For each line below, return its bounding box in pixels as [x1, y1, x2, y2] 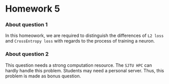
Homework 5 [5, 3, 60, 15]
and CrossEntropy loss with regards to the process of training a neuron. [5, 38, 155, 44]
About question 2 [5, 51, 49, 58]
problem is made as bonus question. [5, 73, 81, 79]
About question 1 [5, 21, 48, 28]
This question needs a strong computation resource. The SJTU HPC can [5, 62, 152, 68]
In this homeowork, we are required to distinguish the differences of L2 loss [5, 32, 164, 38]
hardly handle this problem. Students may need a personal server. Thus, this [5, 67, 164, 73]
